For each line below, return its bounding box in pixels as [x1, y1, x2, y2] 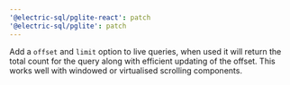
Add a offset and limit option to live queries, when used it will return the [9, 46, 282, 56]
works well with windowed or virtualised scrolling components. [9, 64, 243, 76]
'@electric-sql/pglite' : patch [9, 21, 127, 30]
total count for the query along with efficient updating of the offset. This [9, 55, 276, 66]
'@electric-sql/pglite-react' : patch [9, 13, 151, 22]
